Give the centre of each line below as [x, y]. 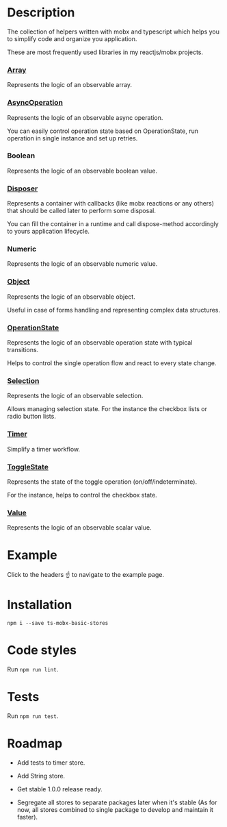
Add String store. [41, 776]
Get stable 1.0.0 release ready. [59, 789]
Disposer [23, 188]
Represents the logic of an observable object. [71, 297]
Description [41, 13]
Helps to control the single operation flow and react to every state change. [112, 363]
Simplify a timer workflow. [44, 449]
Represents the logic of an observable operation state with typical [100, 343]
